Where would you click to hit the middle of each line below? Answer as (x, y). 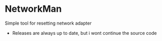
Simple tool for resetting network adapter (48, 23)
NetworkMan (33, 9)
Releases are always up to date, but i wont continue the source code (84, 33)
